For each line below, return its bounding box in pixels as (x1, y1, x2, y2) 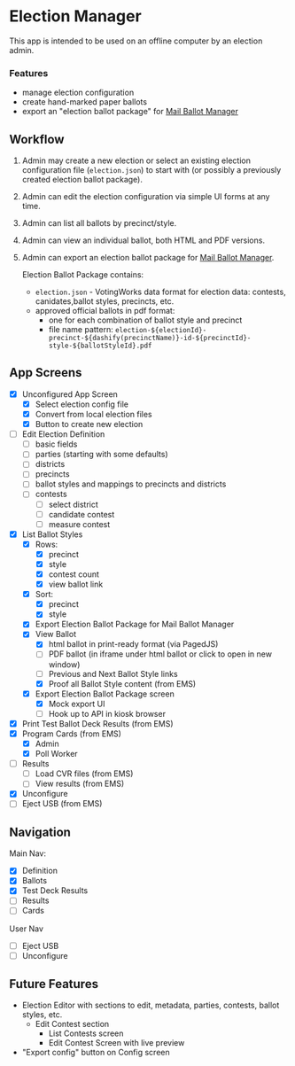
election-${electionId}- (114, 326, 207, 335)
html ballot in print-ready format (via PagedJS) (48, 639, 219, 650)
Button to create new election (35, 419, 144, 430)
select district (48, 499, 99, 510)
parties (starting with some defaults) (35, 449, 168, 460)
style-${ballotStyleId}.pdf (48, 341, 152, 351)
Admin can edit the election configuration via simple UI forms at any (21, 191, 270, 202)
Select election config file (35, 399, 128, 409)
